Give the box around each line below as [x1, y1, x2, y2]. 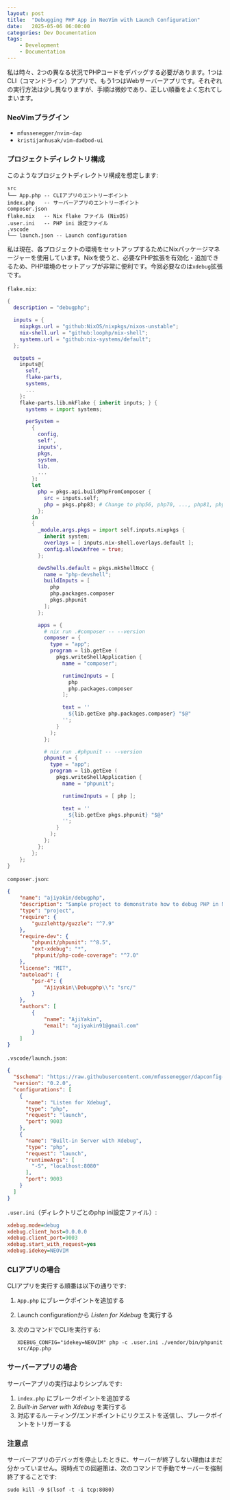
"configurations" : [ [13, 1086, 72, 1093]
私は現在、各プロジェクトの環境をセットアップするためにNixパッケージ [7, 245, 209, 253]
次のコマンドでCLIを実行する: [16, 1326, 101, 1334]
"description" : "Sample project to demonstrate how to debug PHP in [19, 901, 219, 908]
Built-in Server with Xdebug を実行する [16, 1402, 127, 1411]
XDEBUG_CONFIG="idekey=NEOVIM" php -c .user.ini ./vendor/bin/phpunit [16, 1339, 223, 1346]
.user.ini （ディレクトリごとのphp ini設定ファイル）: [7, 1208, 157, 1216]
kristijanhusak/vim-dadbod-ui [16, 137, 104, 144]
